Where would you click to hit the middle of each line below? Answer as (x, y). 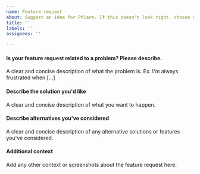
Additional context (30, 151)
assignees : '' (24, 34)
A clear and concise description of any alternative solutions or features (93, 131)
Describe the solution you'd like (46, 91)
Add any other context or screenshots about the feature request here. (92, 164)
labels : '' (20, 28)
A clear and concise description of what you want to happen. (81, 104)
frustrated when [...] (31, 77)
